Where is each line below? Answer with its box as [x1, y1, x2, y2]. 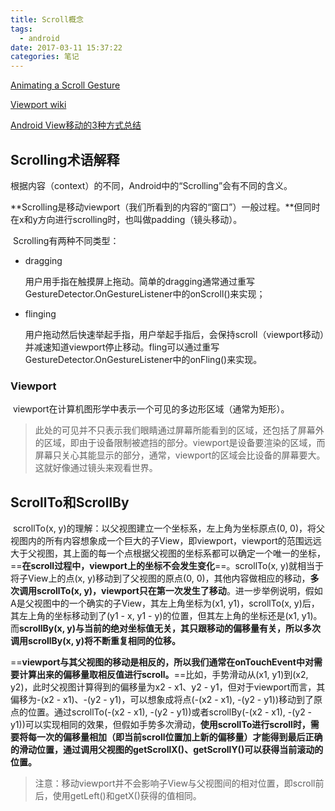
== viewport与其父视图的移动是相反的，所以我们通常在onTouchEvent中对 [10, 656, 314, 668]
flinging [24, 307, 57, 320]
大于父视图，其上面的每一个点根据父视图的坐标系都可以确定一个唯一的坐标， [10, 547, 326, 560]
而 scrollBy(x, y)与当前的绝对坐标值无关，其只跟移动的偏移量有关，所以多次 [10, 622, 321, 635]
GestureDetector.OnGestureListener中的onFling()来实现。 [24, 353, 263, 365]
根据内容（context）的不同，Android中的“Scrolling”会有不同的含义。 [10, 179, 293, 191]
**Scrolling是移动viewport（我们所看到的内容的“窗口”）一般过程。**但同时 [10, 201, 321, 213]
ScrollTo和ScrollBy [10, 494, 130, 511]
